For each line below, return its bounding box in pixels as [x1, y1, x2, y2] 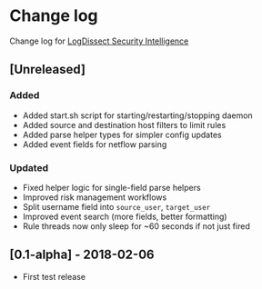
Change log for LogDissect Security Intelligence [9, 35, 189, 46]
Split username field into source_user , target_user [22, 201, 211, 212]
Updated [9, 161, 48, 174]
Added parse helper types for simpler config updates [22, 129, 222, 140]
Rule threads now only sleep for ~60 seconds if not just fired [22, 220, 250, 232]
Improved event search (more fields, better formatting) [22, 211, 227, 222]
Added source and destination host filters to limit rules [22, 119, 227, 130]
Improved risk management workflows [22, 192, 167, 203]
